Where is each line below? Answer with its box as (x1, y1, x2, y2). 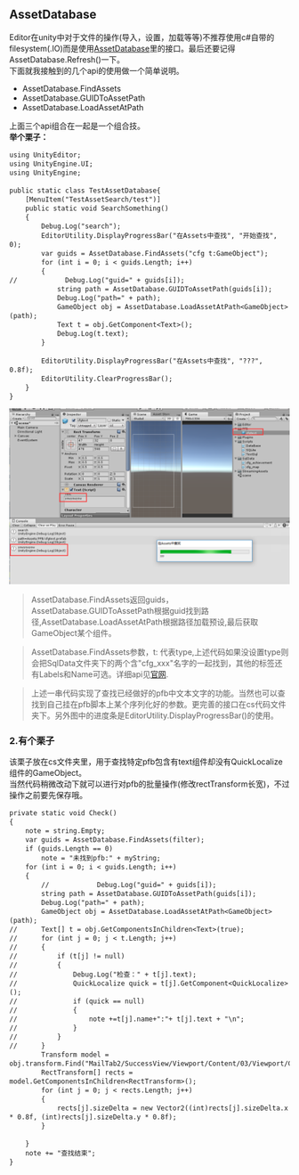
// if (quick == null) (9, 997, 145, 1006)
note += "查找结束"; (25, 1149, 96, 1158)
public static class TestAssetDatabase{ (9, 186, 162, 195)
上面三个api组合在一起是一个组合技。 (9, 120, 145, 131)
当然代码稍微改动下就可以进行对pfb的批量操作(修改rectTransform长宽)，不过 (9, 779, 290, 789)
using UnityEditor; (9, 151, 82, 159)
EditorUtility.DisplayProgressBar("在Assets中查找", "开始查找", (41, 231, 278, 240)
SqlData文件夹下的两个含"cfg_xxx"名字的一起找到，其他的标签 (46, 657, 275, 668)
